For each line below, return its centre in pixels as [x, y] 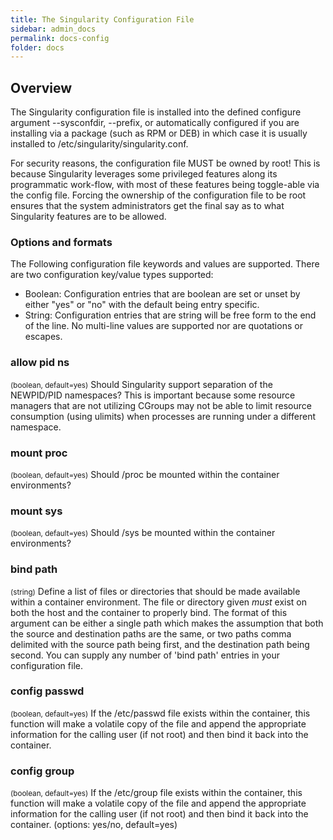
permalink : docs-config [60, 38]
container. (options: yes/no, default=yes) [94, 825]
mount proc [39, 453]
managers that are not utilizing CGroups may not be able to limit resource [161, 405]
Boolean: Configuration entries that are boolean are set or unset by [162, 294]
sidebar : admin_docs [53, 29]
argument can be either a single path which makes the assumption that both [167, 623]
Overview [41, 87]
